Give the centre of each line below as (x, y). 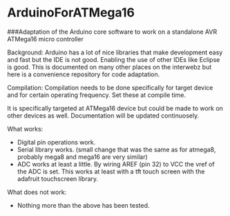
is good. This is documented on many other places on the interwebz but (109, 67)
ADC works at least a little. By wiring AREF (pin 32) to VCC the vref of (116, 164)
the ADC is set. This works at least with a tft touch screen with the (111, 171)
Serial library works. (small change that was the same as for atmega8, (116, 149)
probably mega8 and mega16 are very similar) (83, 157)
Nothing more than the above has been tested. (83, 205)
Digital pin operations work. (56, 142)
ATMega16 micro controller (46, 39)
